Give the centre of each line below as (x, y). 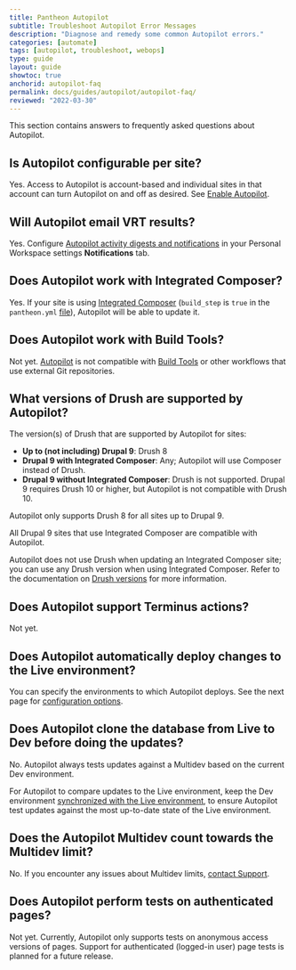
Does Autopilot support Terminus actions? (129, 607)
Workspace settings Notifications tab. (80, 253)
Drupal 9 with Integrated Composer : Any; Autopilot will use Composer (152, 461)
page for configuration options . (66, 701)
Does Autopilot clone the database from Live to (142, 729)
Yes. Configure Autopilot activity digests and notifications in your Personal (145, 243)
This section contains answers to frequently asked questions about (132, 126)
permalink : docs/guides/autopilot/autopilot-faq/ (103, 92)
